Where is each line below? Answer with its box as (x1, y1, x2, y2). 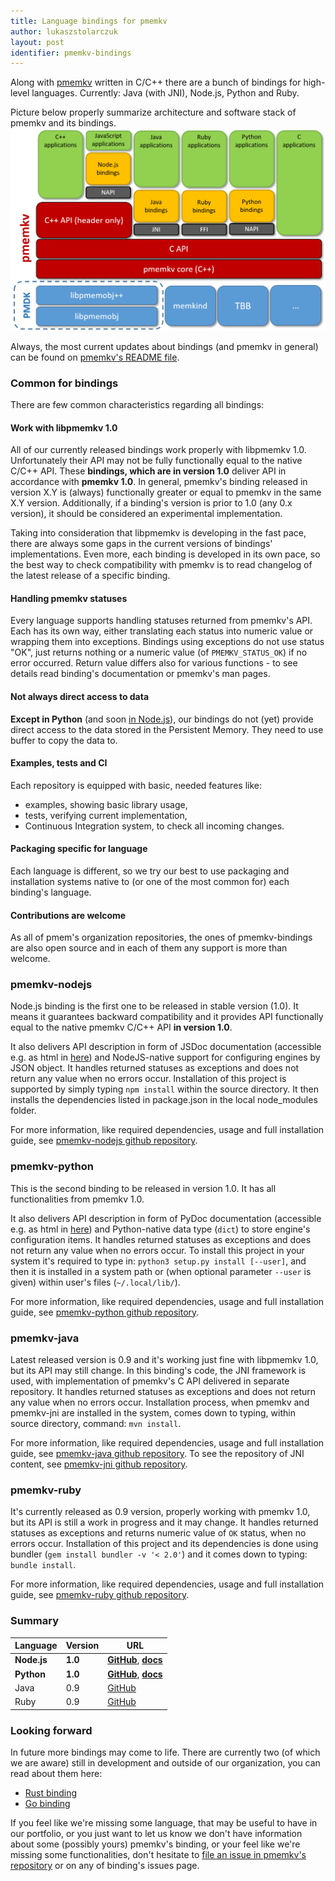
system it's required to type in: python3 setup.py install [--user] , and (10, 1255, 307, 1267)
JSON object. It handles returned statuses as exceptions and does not (10, 1062, 300, 1074)
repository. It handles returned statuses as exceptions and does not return (10, 1386, 317, 1398)
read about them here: (10, 1767, 103, 1779)
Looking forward (10, 1723, 93, 1737)
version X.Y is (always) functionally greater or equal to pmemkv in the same (10, 486, 322, 499)
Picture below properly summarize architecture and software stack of (10, 106, 297, 119)
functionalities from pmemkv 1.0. (10, 1193, 145, 1205)
